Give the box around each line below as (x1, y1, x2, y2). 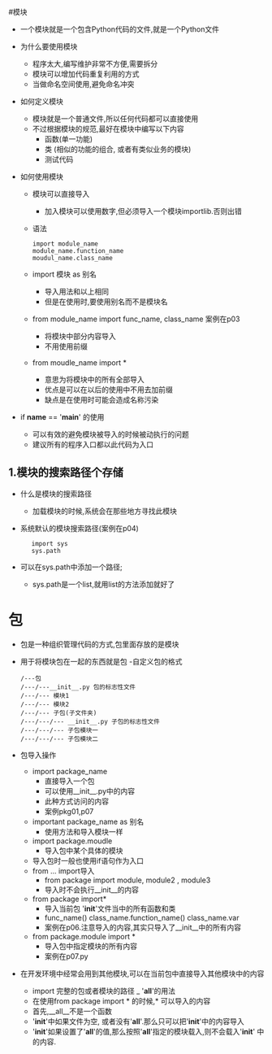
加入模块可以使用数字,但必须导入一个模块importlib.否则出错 (44, 207, 242, 216)
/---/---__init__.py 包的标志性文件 (19, 682, 136, 691)
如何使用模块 (19, 172, 63, 181)
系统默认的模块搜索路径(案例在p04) (19, 523, 140, 533)
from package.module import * (32, 931, 136, 941)
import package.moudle (32, 836, 113, 846)
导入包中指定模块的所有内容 (44, 941, 138, 951)
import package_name (32, 766, 108, 776)
